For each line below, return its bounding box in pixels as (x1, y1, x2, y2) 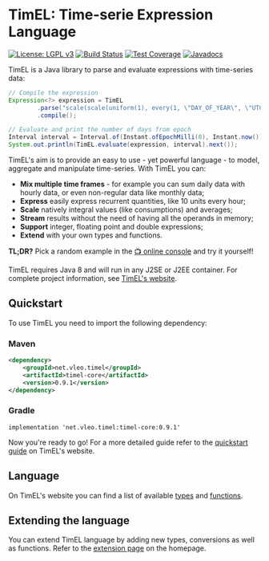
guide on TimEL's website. (8, 445, 95, 455)
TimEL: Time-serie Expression (8, 6, 214, 24)
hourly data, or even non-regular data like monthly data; (19, 188, 205, 197)
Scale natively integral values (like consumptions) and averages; (19, 205, 233, 214)
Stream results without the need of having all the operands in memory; (19, 213, 254, 223)
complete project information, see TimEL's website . (8, 274, 178, 283)
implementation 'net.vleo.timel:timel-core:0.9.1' (8, 423, 181, 431)
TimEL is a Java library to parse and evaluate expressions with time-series (8, 64, 254, 74)
